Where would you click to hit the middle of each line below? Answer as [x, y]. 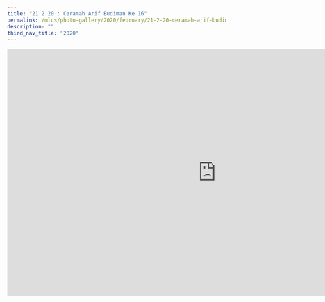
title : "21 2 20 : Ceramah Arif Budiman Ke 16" [77, 14]
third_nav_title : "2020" [43, 33]
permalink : [23, 20]
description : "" [31, 26]
